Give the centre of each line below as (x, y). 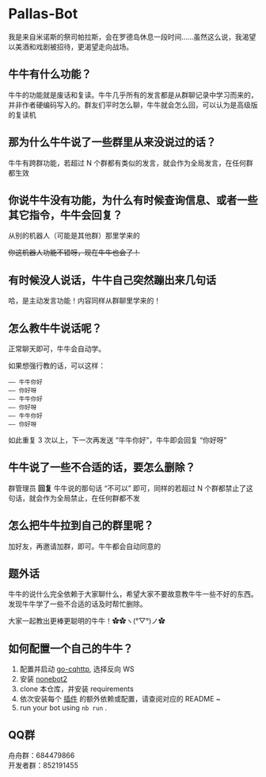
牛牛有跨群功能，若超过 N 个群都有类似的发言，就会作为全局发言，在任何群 (131, 163)
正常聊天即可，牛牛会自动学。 (57, 349)
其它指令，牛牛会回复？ (65, 215)
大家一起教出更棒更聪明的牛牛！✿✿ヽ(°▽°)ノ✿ (87, 621)
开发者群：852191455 (44, 765)
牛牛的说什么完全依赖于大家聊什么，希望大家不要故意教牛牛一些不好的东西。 (133, 594)
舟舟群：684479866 (42, 756)
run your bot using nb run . (63, 708)
